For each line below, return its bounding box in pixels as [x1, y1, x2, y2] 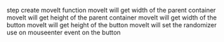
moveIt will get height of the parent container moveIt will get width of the [6, 13, 217, 22]
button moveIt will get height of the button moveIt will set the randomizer [6, 21, 217, 29]
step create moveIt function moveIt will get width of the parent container [6, 6, 216, 14]
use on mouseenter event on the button [6, 28, 121, 36]
